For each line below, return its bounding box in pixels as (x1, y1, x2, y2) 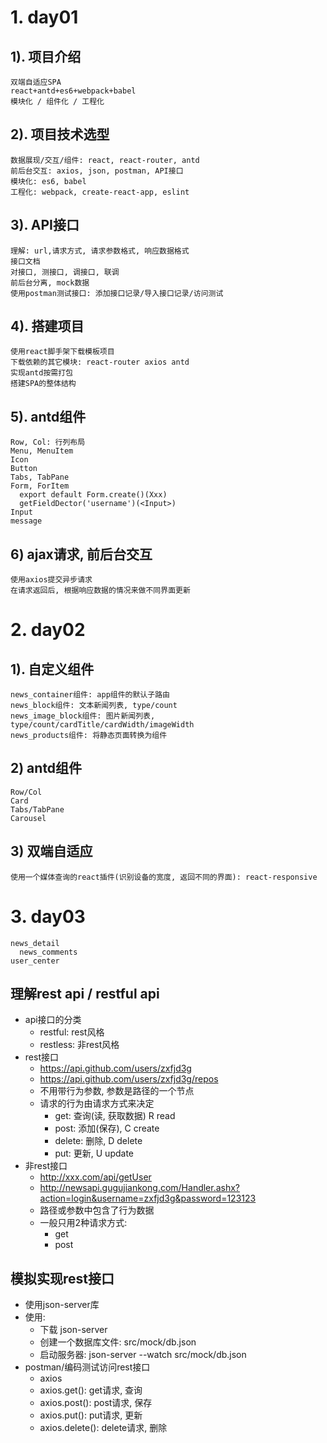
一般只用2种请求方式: (39, 1217, 128, 1229)
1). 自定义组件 (10, 661, 95, 678)
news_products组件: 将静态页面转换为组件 (10, 731, 168, 741)
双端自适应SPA (10, 77, 62, 87)
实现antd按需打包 (10, 368, 73, 378)
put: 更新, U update (54, 1147, 135, 1160)
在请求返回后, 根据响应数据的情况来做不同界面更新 (10, 586, 191, 596)
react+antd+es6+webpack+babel (10, 86, 137, 96)
